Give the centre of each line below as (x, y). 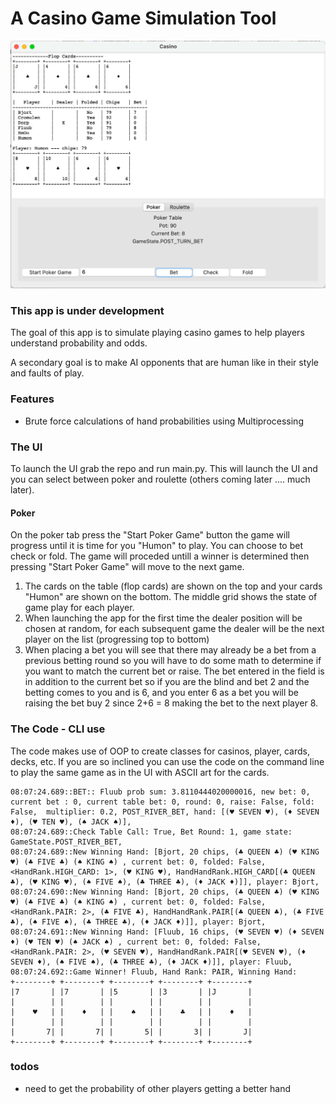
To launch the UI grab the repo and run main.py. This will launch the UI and (164, 469)
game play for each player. (79, 608)
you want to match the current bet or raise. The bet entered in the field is (174, 671)
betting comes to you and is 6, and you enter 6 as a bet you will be (162, 693)
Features (32, 399)
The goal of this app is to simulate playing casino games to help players (157, 333)
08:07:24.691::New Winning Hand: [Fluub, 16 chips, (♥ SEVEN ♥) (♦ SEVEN (167, 932)
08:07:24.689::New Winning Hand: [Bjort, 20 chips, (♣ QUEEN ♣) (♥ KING (165, 852)
